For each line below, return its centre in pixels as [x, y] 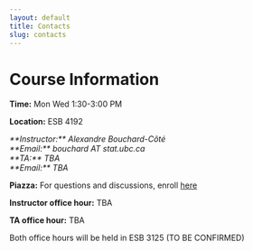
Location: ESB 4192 [47, 122]
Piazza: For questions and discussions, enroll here [103, 185]
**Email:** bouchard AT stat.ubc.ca [77, 149]
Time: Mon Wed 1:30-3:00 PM [66, 104]
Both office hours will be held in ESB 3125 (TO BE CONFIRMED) [127, 238]
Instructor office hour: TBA [61, 203]
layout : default [40, 18]
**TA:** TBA [35, 158]
